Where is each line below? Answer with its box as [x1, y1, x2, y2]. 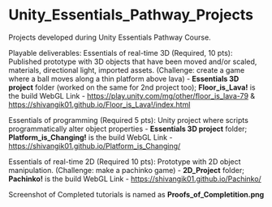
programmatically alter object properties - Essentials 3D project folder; [8, 124, 248, 133]
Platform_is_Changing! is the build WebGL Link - [8, 132, 173, 142]
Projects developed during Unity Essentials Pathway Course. [8, 32, 211, 42]
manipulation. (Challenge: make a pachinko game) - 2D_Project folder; [8, 165, 245, 175]
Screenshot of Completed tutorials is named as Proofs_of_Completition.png [8, 189, 265, 199]
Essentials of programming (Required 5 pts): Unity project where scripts [8, 115, 249, 125]
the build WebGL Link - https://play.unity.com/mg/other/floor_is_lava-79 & [8, 91, 256, 100]
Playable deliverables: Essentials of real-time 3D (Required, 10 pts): [8, 48, 233, 57]
